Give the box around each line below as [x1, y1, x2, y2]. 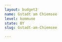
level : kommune [4, 16, 36, 21]
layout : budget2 [4, 7, 38, 12]
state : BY [4, 21, 25, 26]
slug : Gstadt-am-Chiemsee [4, 25, 57, 30]
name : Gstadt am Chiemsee [4, 12, 57, 17]
